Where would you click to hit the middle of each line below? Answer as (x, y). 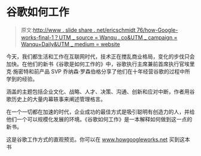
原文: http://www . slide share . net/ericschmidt (78, 30)
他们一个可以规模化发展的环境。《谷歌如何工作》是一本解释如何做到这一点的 (99, 119)
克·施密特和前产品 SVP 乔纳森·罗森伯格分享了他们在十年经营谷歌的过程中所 (98, 71)
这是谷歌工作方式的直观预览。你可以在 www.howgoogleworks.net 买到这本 (98, 139)
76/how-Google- (157, 30)
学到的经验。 (22, 79)
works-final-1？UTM (46, 37)
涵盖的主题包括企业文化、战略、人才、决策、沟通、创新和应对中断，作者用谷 (100, 91)
